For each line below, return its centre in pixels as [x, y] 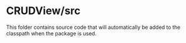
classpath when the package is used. [51, 33]
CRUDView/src [43, 11]
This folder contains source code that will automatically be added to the [93, 27]
